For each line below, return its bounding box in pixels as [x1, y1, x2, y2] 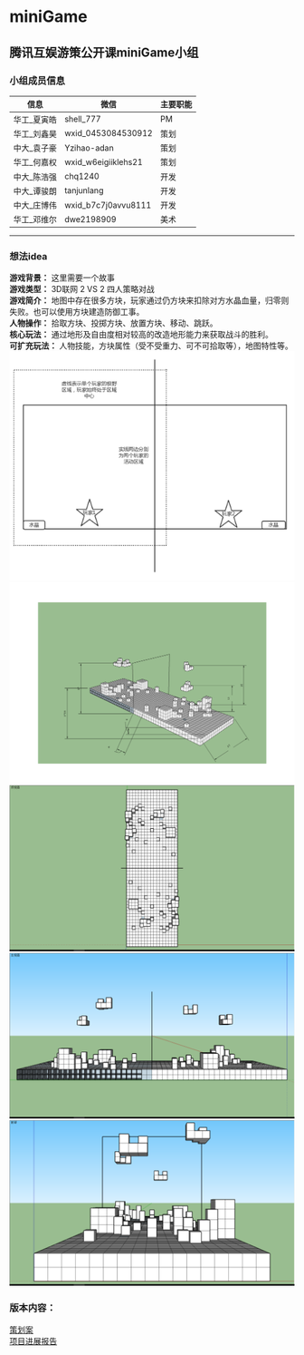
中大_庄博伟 [13, 200, 57, 210]
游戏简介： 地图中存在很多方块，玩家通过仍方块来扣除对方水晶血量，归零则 [9, 295, 290, 306]
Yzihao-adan [64, 142, 115, 153]
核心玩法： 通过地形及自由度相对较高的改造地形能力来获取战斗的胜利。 [9, 329, 273, 340]
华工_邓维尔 [13, 214, 57, 225]
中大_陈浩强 [13, 171, 57, 182]
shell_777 [64, 113, 101, 124]
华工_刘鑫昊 [13, 128, 57, 139]
